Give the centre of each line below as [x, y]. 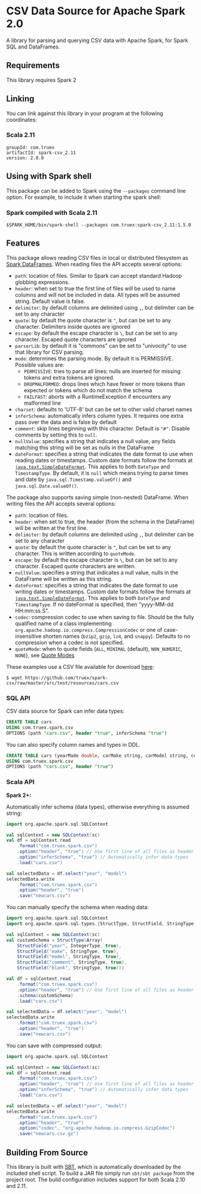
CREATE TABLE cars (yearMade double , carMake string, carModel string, [97, 756]
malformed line [42, 403]
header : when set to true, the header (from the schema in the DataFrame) [105, 522]
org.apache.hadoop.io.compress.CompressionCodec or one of [89, 629]
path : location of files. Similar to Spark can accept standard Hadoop [98, 275]
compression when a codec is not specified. [69, 643]
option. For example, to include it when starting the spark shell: [84, 197]
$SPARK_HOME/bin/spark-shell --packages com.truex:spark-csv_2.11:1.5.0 [99, 225]
